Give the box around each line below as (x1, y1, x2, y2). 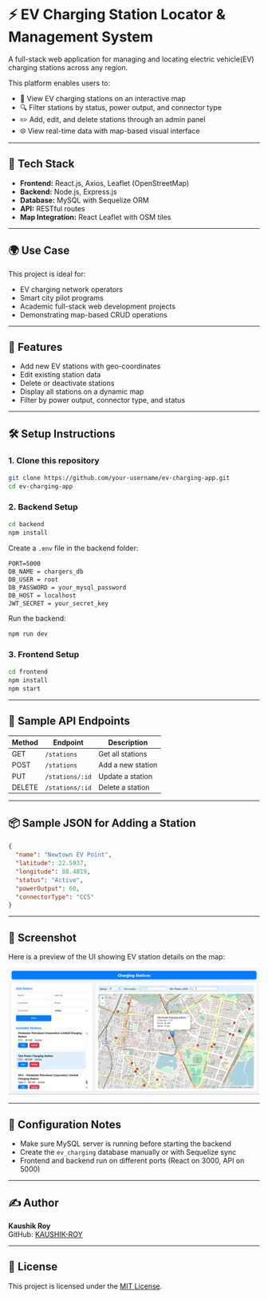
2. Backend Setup (8, 501, 78, 512)
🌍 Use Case (8, 244, 70, 258)
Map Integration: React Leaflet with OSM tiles (19, 212, 171, 222)
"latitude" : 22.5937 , (15, 860, 88, 868)
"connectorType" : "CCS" (15, 893, 94, 901)
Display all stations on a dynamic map (19, 387, 144, 396)
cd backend (8, 521, 45, 529)
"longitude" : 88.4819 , (15, 868, 91, 876)
